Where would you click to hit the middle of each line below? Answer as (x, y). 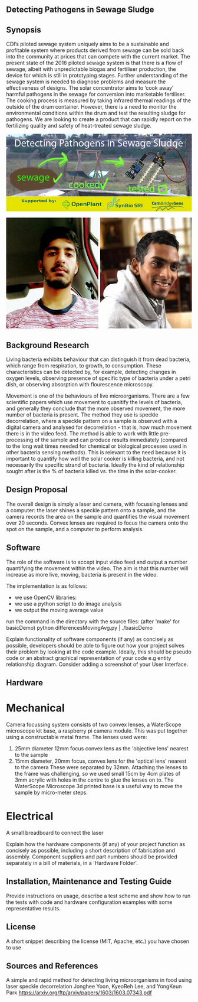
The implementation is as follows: (47, 586)
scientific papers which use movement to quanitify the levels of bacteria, (94, 402)
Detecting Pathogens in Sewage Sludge (80, 10)
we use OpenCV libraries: (46, 597)
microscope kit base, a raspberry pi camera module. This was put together (97, 731)
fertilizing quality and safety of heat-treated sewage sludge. (79, 126)
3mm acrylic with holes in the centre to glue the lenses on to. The (94, 780)
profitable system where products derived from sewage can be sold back (95, 50)
